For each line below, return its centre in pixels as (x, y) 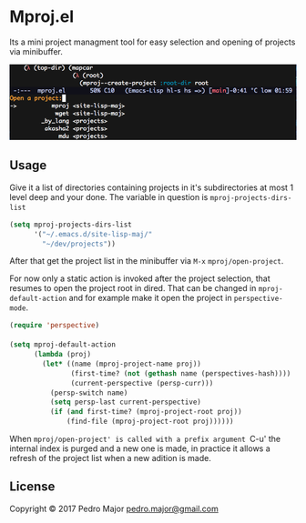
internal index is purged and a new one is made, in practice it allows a (140, 448)
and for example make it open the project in (150, 298)
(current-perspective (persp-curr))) (142, 383)
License (32, 487)
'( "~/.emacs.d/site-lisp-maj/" (93, 234)
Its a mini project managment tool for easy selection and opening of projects (153, 42)
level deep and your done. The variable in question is (109, 196)
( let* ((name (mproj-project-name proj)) (122, 364)
